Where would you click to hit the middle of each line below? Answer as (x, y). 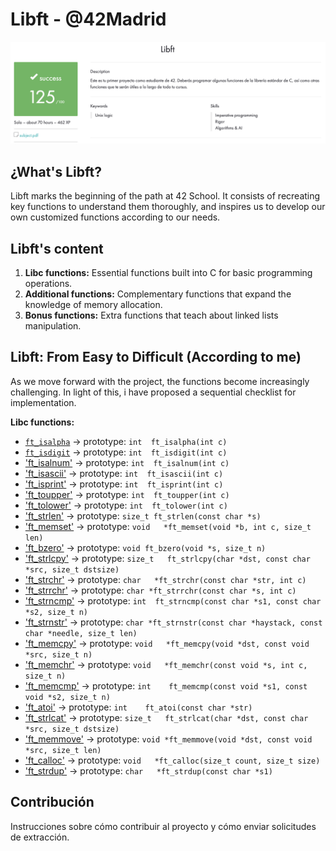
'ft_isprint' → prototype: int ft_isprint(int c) (124, 484)
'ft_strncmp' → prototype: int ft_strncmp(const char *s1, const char (173, 600)
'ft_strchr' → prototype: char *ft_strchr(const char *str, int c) (165, 579)
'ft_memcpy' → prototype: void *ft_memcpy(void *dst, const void (167, 643)
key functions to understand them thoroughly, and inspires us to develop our (168, 207)
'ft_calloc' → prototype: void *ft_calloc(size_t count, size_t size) (172, 760)
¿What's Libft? (56, 171)
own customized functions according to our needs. (115, 217)
